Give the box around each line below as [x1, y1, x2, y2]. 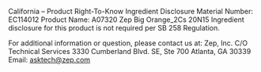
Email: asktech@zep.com [8, 55, 91, 64]
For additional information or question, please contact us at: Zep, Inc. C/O [8, 38, 248, 48]
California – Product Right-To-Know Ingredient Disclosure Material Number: [8, 7, 254, 16]
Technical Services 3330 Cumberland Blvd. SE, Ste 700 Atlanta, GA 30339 [8, 47, 252, 56]
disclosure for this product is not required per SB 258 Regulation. [8, 23, 220, 32]
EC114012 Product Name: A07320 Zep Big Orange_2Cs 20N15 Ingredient [8, 15, 245, 24]
